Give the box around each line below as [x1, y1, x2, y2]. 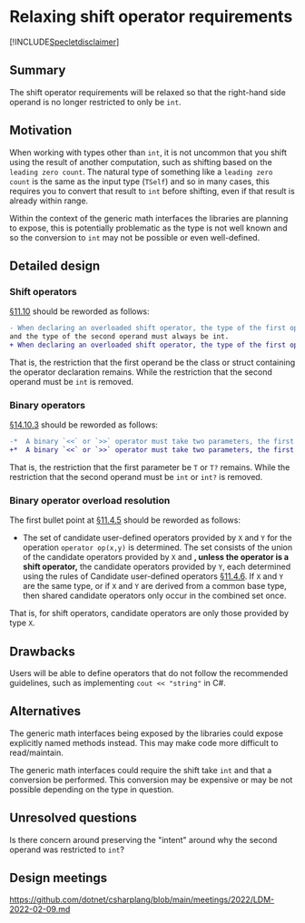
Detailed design [9, 258, 101, 273]
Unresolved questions [9, 810, 138, 826]
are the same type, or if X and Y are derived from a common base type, [22, 581, 288, 592]
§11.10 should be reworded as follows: [9, 306, 150, 317]
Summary [9, 63, 66, 78]
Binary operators [9, 398, 86, 411]
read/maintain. [9, 747, 64, 758]
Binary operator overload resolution [9, 494, 171, 506]
